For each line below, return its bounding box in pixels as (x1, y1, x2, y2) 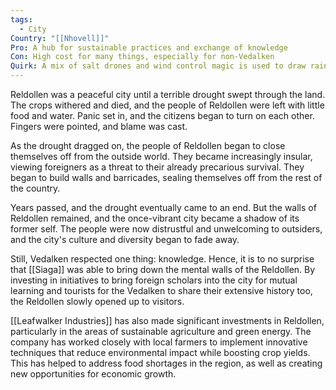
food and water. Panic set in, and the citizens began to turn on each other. (10, 110, 315, 121)
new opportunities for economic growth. (10, 368, 177, 380)
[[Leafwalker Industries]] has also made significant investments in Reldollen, (10, 315, 325, 326)
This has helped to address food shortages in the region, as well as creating (10, 357, 323, 369)
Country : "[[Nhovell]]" (10, 33, 110, 43)
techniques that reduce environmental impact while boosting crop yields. (10, 347, 311, 358)
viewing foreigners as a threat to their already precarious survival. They (10, 161, 305, 173)
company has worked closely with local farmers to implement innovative (10, 336, 308, 348)
